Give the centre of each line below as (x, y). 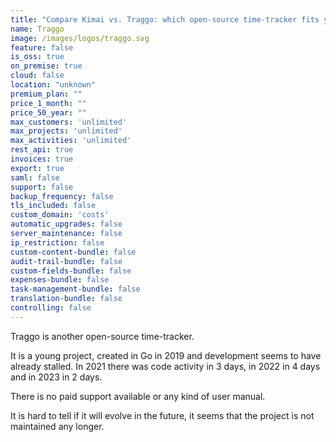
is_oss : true (37, 57)
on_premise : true (46, 66)
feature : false (42, 47)
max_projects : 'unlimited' (66, 131)
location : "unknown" (53, 85)
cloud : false (37, 76)
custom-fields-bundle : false (71, 271)
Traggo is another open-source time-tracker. (102, 336)
